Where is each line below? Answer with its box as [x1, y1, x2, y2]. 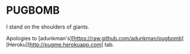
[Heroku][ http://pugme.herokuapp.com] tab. [6, 41, 114, 48]
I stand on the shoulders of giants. [6, 23, 90, 30]
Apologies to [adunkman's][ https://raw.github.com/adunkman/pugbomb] [6, 34, 184, 42]
